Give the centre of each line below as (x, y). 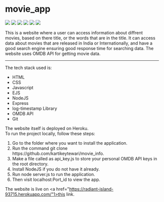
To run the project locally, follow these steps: (50, 133)
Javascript (23, 87)
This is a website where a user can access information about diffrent (74, 32)
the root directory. (30, 164)
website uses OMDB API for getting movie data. (53, 53)
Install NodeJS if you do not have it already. (56, 169)
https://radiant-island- (91, 189)
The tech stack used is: (29, 68)
